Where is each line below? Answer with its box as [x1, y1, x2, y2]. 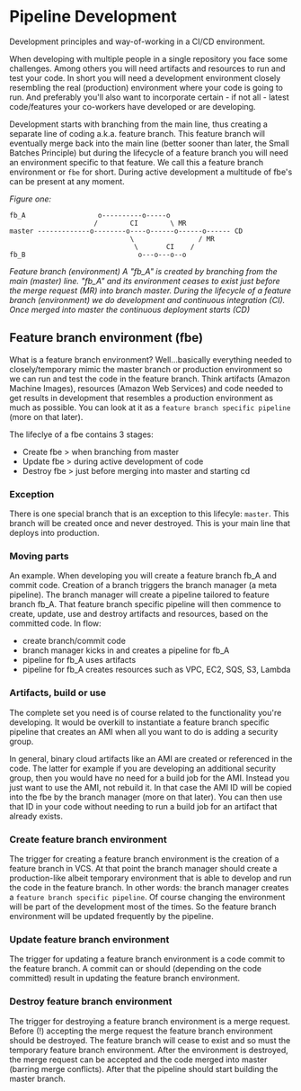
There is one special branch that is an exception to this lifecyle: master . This [9, 508, 289, 519]
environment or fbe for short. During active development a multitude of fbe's [9, 166, 293, 177]
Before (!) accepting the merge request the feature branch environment [9, 1025, 273, 1036]
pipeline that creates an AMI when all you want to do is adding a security [9, 726, 279, 737]
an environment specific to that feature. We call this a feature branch [9, 156, 263, 167]
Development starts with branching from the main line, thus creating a [9, 119, 268, 130]
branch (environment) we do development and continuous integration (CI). [9, 294, 286, 305]
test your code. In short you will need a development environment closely [9, 72, 281, 83]
